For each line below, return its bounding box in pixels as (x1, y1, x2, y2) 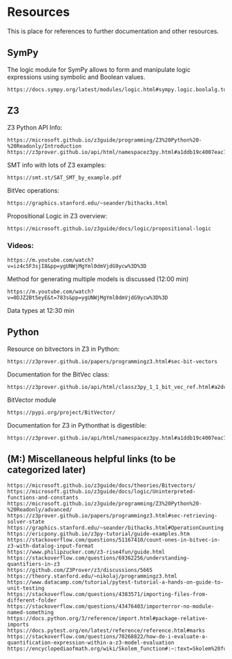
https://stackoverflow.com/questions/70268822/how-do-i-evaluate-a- (7, 633, 209, 640)
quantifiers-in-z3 (7, 561, 60, 568)
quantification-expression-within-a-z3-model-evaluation (7, 640, 175, 647)
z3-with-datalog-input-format (7, 543, 95, 550)
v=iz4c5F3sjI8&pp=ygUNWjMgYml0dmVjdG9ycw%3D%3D (7, 262, 147, 269)
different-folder (7, 597, 57, 604)
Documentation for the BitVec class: (7, 370, 109, 379)
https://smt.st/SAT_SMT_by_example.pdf (7, 174, 122, 181)
